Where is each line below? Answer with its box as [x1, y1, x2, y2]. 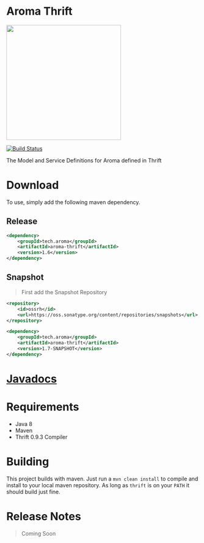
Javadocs [6, 372, 57, 385]
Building [6, 455, 49, 469]
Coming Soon [21, 530, 56, 537]
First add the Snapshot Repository [21, 288, 107, 295]
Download [6, 178, 59, 192]
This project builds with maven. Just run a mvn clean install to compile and [6, 475, 199, 482]
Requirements [6, 400, 79, 414]
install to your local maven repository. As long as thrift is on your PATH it [6, 481, 190, 488]
